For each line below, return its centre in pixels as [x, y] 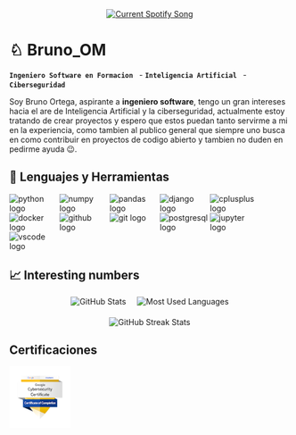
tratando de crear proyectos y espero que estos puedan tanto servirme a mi [148, 121]
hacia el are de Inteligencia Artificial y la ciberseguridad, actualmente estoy [147, 111]
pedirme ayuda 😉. [43, 149]
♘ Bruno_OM [58, 50]
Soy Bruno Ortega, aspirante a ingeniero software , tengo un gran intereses [148, 101]
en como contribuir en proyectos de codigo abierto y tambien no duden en [146, 139]
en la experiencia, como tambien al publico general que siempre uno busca [147, 130]
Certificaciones [53, 350]
